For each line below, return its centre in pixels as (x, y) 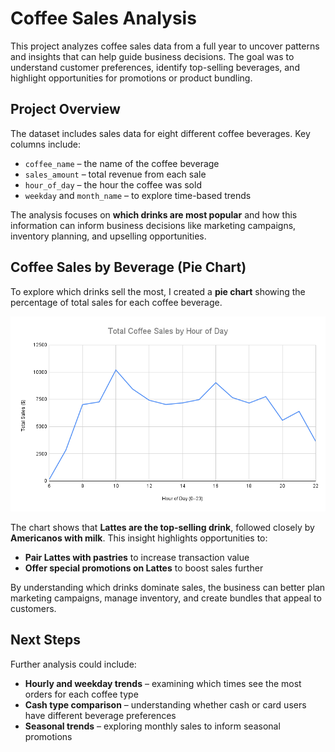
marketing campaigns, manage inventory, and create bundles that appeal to (166, 598)
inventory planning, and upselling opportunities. (108, 236)
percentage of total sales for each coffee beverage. (116, 302)
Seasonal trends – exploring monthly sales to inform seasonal (152, 726)
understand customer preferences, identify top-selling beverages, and (155, 67)
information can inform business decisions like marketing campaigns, (153, 225)
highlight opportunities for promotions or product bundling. (131, 78)
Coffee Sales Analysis (103, 18)
